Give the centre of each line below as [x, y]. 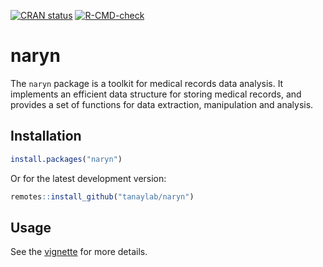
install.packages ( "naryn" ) [66, 159]
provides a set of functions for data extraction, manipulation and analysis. [162, 104]
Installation [46, 136]
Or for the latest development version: [88, 178]
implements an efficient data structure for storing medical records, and [156, 94]
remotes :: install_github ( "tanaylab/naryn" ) [102, 196]
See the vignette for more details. [79, 252]
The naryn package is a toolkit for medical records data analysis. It [147, 83]
